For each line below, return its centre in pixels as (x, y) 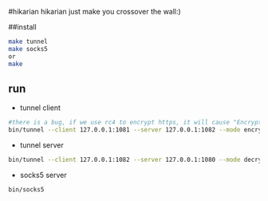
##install (23, 27)
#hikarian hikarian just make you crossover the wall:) (95, 12)
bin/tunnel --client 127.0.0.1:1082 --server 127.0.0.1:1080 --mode (124, 160)
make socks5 (28, 49)
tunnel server (41, 145)
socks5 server (43, 175)
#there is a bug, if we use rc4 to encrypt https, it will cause (119, 123)
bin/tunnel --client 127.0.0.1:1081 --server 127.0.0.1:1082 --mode (124, 130)
